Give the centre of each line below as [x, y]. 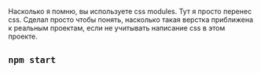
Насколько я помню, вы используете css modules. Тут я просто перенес [130, 11]
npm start [32, 60]
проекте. [23, 36]
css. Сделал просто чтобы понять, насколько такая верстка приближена [131, 20]
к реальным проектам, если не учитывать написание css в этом [117, 28]
